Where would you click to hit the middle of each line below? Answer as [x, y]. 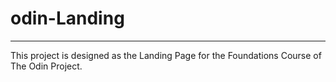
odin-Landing [67, 18]
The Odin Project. [46, 66]
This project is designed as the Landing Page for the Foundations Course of [166, 55]
